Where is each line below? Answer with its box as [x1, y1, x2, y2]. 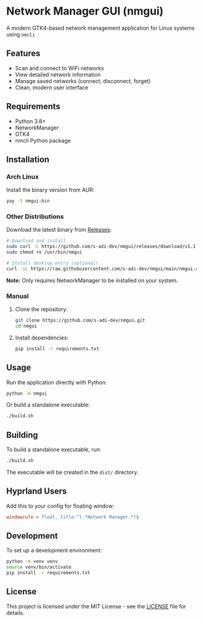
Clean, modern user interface [14, 84, 89, 91]
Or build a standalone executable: [6, 401, 90, 409]
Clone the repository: [14, 306, 68, 313]
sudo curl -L [6, 244, 39, 250]
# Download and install [6, 238, 66, 244]
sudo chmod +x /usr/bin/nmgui [6, 249, 83, 255]
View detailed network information [14, 71, 101, 78]
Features [6, 49, 40, 59]
